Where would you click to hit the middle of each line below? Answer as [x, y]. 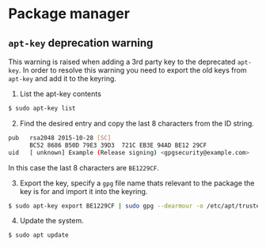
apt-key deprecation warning [81, 43]
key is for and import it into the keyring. [84, 191]
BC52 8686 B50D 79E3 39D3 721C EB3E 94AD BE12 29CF [118, 145]
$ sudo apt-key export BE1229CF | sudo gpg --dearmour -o [106, 206]
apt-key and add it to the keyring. [63, 79]
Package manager [69, 14]
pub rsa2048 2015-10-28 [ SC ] [60, 138]
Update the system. [52, 221]
